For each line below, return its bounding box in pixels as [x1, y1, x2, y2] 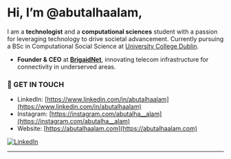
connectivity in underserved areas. [16, 62, 116, 71]
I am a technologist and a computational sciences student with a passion [7, 27, 218, 36]
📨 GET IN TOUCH [7, 79, 64, 89]
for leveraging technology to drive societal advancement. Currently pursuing [7, 34, 224, 42]
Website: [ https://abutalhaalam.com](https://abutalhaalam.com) [16, 125, 198, 133]
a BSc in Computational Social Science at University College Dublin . [7, 42, 199, 50]
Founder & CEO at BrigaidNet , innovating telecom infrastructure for [16, 55, 209, 63]
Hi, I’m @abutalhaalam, [7, 5, 143, 21]
